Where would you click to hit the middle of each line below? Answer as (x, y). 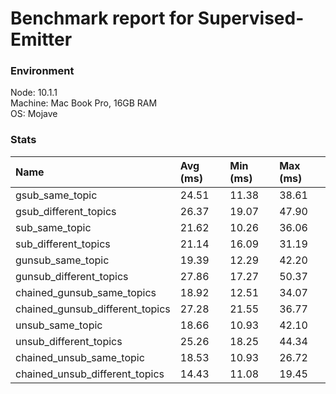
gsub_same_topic (56, 195)
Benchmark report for (102, 18)
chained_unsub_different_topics (90, 374)
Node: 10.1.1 (34, 93)
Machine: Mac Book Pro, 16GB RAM (84, 103)
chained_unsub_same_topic (80, 357)
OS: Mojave (34, 114)
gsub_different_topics (66, 211)
